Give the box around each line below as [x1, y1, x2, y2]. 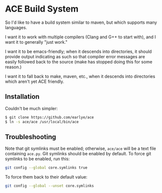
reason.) [5, 64, 22, 70]
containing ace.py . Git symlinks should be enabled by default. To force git [5, 151, 151, 157]
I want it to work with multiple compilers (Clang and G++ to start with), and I [5, 34, 156, 40]
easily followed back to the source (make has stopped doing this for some [5, 59, 152, 64]
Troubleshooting [5, 132, 57, 141]
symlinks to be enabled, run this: [5, 156, 70, 162]
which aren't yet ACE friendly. [5, 79, 64, 84]
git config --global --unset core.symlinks [5, 183, 94, 189]
